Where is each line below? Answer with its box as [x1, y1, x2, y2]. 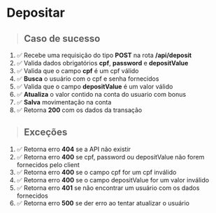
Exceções [23, 127, 68, 139]
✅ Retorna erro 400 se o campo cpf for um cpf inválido [16, 168, 177, 176]
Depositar [6, 5, 66, 21]
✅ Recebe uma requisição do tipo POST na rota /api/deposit [16, 51, 192, 59]
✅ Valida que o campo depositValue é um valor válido [16, 82, 173, 90]
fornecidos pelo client [16, 160, 80, 168]
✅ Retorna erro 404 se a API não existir [16, 145, 131, 153]
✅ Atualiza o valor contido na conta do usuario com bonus [16, 90, 187, 98]
